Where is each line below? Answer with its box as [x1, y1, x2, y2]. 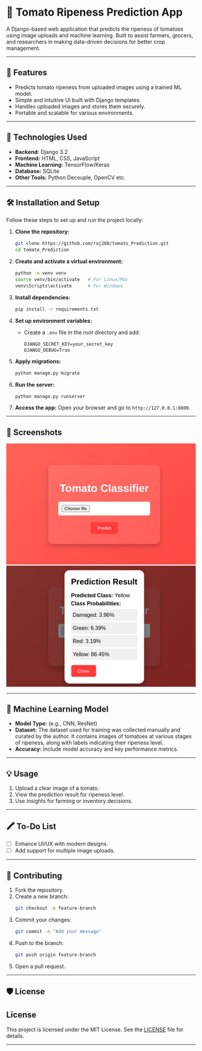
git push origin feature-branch [14, 952, 96, 958]
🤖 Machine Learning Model [6, 704, 109, 714]
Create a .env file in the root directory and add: [23, 328, 140, 336]
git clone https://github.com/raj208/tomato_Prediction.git [14, 241, 169, 247]
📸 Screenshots [6, 427, 63, 437]
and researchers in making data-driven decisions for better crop [6, 38, 165, 45]
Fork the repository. [14, 886, 64, 893]
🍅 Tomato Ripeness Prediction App [6, 5, 183, 19]
